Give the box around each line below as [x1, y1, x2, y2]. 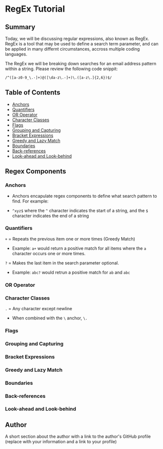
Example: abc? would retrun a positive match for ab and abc [12, 269, 130, 275]
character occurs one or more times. [12, 250, 86, 256]
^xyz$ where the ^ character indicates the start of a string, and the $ [12, 207, 148, 213]
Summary [5, 23, 36, 31]
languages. [5, 51, 28, 57]
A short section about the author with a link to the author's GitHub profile [5, 433, 151, 439]
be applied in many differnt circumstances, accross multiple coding [5, 46, 140, 52]
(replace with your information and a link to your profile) [5, 439, 117, 445]
